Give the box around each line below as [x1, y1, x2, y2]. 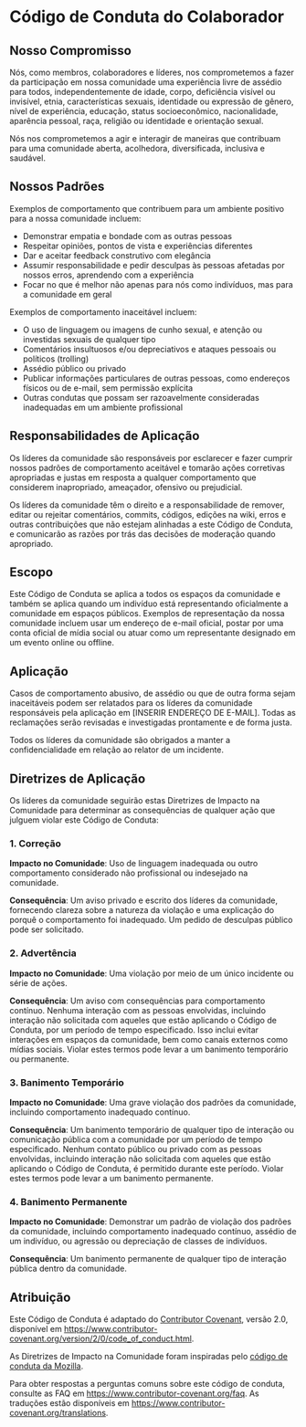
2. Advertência [9, 947, 78, 960]
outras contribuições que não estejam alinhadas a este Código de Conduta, [9, 519, 294, 530]
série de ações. [9, 977, 68, 988]
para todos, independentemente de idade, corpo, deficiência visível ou [9, 87, 276, 97]
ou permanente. [9, 1053, 70, 1065]
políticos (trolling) [22, 353, 90, 364]
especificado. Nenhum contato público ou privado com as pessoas [9, 1143, 262, 1154]
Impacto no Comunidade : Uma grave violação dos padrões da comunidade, [9, 1096, 297, 1107]
